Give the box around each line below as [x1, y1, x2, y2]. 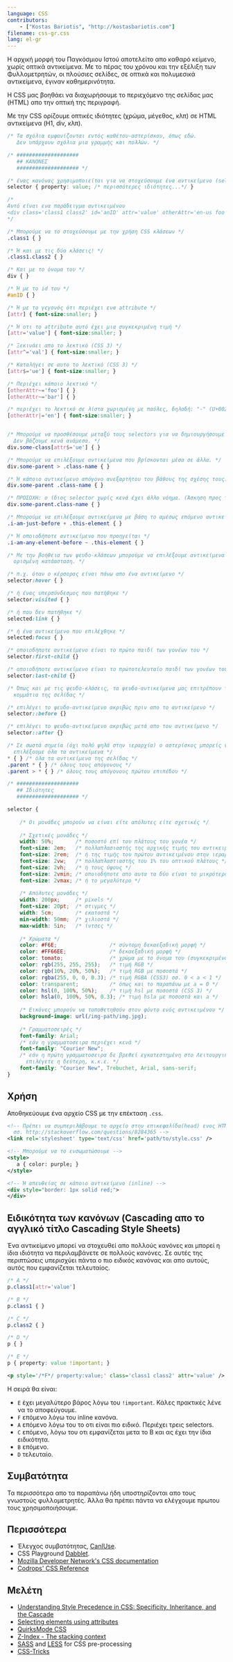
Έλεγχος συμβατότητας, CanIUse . [17, 1542, 116, 1551]
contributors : [7, 17, 49, 24]
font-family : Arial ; [19, 1032, 79, 1039]
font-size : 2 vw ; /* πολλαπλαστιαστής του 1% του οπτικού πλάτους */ [19, 857, 228, 864]
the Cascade [17, 1610, 54, 1619]
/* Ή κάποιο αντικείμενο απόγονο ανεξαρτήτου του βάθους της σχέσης [7, 475, 209, 482]
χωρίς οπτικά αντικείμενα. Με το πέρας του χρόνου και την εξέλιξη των [7, 63, 216, 71]
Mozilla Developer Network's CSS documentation [17, 1557, 159, 1565]
